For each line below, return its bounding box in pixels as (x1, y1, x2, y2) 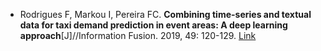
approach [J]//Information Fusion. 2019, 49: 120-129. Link (19, 30, 257, 41)
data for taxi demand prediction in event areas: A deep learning (19, 19, 288, 31)
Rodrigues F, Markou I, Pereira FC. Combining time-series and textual (19, 9, 312, 20)
